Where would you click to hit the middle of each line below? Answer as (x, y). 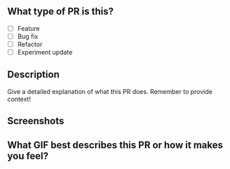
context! (19, 99)
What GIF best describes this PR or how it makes (115, 145)
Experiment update (45, 52)
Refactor (30, 44)
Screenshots (36, 121)
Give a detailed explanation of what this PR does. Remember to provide (110, 91)
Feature (28, 28)
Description (33, 75)
